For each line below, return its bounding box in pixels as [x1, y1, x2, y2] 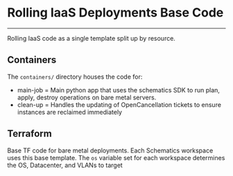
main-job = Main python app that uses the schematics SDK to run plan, [17, 86, 221, 94]
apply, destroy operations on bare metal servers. [17, 93, 157, 101]
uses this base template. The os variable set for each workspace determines [7, 153, 225, 162]
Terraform [7, 128, 52, 139]
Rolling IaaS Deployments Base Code [7, 5, 224, 21]
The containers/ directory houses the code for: [7, 72, 143, 81]
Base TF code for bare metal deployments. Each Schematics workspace [7, 146, 214, 155]
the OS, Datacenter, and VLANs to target [7, 161, 123, 169]
